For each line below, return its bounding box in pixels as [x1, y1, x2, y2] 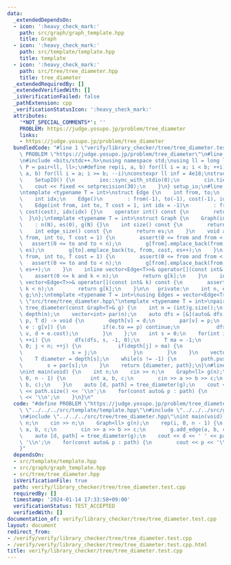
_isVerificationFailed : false [13, 94, 100, 100]
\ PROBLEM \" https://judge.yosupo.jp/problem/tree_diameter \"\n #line [19, 151, 223, 158]
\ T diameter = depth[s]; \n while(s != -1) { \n [19, 356, 177, 363]
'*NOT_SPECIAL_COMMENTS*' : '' [19, 118, 107, 126]
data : [7, 10, 23, 17]
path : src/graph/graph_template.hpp [19, 29, 125, 36]
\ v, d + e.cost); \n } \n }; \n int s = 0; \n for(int [19, 330, 220, 337]
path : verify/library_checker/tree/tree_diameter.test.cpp [13, 483, 186, 491]
